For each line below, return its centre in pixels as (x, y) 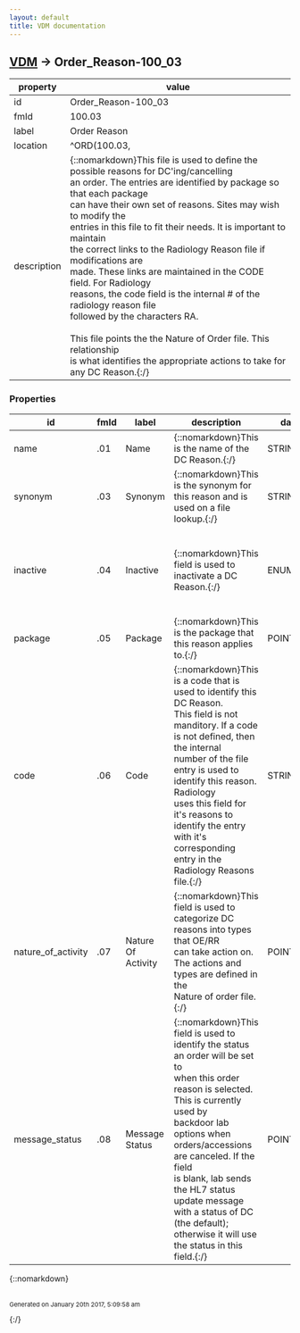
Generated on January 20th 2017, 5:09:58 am (75, 1304)
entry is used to (206, 770)
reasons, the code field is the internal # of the (165, 294)
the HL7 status (204, 1189)
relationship (95, 350)
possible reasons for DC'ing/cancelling (152, 171)
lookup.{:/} (196, 519)
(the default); (201, 1222)
